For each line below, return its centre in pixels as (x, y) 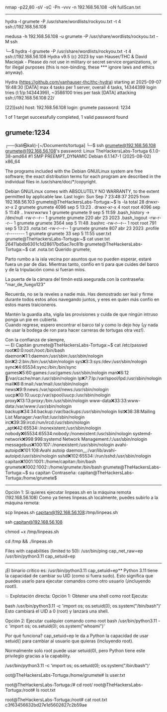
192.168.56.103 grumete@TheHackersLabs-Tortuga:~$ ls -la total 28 (75, 202)
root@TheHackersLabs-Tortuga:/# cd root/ (49, 685)
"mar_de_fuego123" (25, 284)
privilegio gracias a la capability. (38, 656)
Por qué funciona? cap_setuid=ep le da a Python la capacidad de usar (77, 635)
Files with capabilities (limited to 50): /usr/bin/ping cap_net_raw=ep (74, 551)
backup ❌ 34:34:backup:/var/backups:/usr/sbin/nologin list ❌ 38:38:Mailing (80, 411)
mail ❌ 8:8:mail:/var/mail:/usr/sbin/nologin (47, 384)
